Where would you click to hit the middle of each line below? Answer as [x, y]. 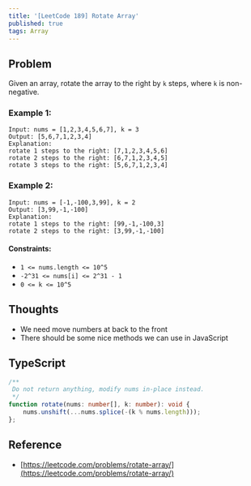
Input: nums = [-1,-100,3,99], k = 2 [72, 202]
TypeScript [37, 363]
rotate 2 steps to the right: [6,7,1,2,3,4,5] [88, 158]
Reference [35, 445]
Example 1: [30, 113]
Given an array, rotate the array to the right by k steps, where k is [117, 84]
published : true [36, 24]
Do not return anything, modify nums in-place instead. [108, 389]
